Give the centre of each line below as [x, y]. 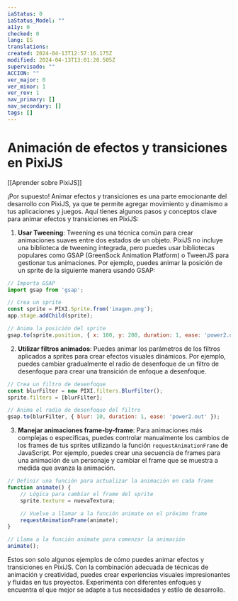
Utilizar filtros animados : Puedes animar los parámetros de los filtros [119, 349]
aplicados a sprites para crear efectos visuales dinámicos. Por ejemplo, [122, 356]
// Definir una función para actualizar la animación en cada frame [110, 481]
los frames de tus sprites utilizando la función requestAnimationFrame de [123, 445]
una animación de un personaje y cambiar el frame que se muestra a [118, 461]
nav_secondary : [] [34, 106]
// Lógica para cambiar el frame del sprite [87, 494]
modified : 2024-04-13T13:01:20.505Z [61, 60]
